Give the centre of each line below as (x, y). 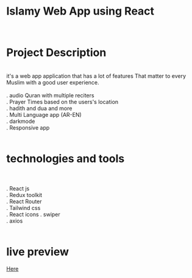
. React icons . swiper (34, 214)
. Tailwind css (23, 207)
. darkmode (21, 121)
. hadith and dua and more (39, 108)
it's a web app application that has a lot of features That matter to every (96, 76)
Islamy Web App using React (80, 11)
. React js (18, 188)
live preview (37, 252)
